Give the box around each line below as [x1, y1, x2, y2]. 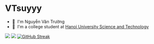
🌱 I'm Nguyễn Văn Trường [12, 19, 65, 24]
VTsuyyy [5, 3, 42, 14]
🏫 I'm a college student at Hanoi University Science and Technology [12, 23, 149, 29]
